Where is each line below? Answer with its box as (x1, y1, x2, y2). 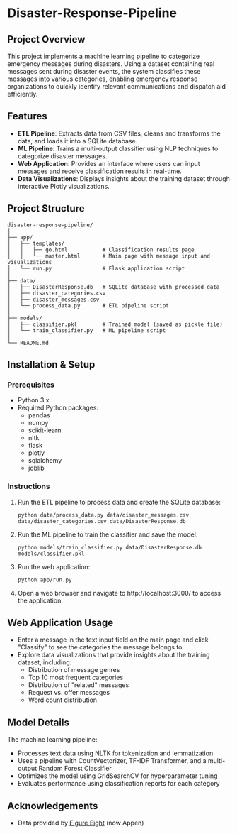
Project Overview (7, 33, 86, 45)
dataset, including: (17, 658, 72, 666)
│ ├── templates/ (7, 240, 65, 247)
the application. (17, 596, 64, 605)
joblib (28, 463, 45, 473)
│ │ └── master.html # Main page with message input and (7, 252, 211, 260)
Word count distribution (28, 696, 98, 704)
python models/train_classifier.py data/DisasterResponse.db (17, 544, 202, 551)
